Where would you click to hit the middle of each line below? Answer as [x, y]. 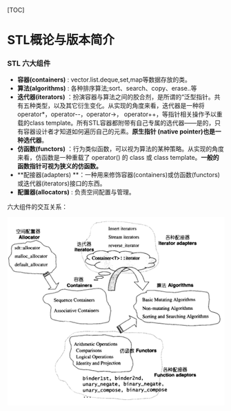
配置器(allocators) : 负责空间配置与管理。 [76, 192]
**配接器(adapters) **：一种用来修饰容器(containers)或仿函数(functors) [119, 175]
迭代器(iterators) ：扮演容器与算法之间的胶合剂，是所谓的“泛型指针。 [116, 97]
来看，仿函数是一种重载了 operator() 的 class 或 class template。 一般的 [118, 158]
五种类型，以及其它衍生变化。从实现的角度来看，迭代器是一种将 [114, 106]
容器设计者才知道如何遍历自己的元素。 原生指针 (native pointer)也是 [119, 131]
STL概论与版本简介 [61, 40]
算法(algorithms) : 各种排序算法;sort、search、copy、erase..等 [107, 89]
